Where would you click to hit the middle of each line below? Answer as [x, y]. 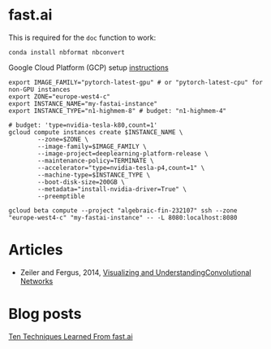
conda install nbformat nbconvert [67, 52]
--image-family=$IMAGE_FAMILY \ [92, 146]
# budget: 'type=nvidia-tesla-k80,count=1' [83, 125]
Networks [37, 281]
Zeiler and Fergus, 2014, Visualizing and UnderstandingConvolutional [135, 272]
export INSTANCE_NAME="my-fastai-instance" [83, 103]
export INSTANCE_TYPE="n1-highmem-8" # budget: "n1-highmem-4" [118, 111]
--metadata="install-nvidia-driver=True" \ [112, 189]
